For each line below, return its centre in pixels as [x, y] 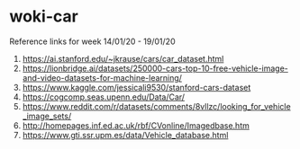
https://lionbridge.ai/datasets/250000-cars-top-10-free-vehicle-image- [155, 68]
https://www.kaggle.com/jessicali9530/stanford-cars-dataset [136, 87]
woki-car [44, 17]
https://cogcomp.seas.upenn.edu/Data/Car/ [104, 97]
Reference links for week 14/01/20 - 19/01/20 [92, 41]
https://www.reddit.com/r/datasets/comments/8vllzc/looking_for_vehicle [156, 106]
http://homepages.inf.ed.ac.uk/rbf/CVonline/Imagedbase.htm [136, 125]
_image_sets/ [47, 116]
